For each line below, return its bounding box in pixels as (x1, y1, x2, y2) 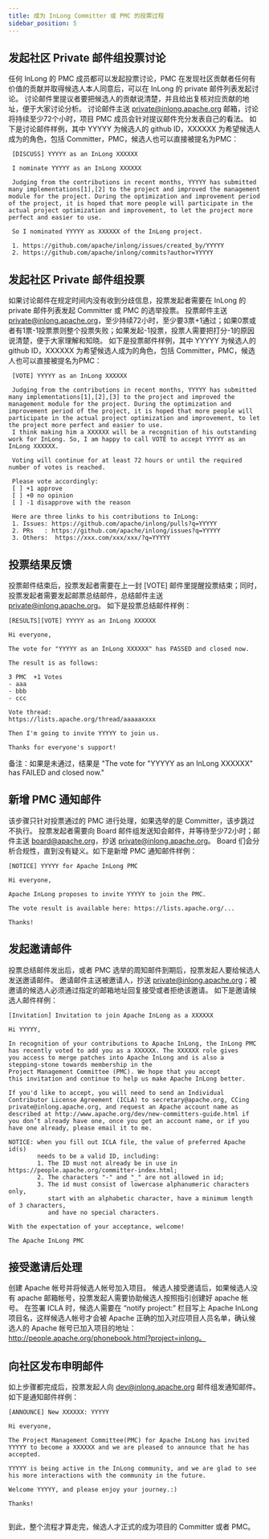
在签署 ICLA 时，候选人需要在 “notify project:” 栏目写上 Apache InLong (23, 1303, 259, 1313)
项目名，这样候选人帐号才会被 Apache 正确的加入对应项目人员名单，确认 (8, 1313, 249, 1323)
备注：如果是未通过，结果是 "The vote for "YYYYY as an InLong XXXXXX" (8, 758, 253, 768)
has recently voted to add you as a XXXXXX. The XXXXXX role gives (8, 1047, 239, 1055)
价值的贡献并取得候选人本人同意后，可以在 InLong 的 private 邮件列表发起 (8, 84, 252, 93)
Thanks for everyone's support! (8, 743, 116, 751)
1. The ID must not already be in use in (37, 1159, 178, 1167)
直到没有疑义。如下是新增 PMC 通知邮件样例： (43, 846, 198, 855)
